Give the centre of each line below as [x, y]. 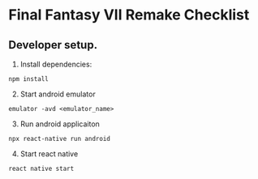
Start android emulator [58, 94]
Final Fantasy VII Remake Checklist [129, 15]
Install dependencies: [56, 64]
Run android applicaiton [60, 124]
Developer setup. [53, 45]
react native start [41, 168]
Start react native [49, 154]
